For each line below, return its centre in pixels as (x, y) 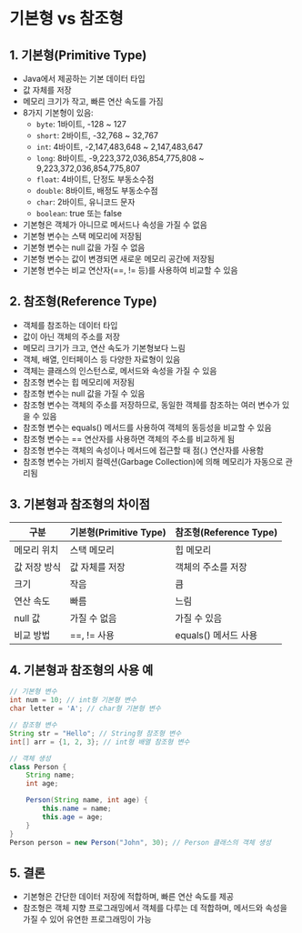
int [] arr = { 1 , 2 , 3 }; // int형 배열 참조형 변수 (100, 742)
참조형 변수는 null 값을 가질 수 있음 (84, 393)
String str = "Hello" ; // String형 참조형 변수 (96, 733)
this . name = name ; (77, 809)
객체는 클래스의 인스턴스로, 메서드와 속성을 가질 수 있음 (120, 370)
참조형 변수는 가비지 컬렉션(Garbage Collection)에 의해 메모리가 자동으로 (153, 461)
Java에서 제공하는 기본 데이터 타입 (84, 79)
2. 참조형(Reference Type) (83, 301)
